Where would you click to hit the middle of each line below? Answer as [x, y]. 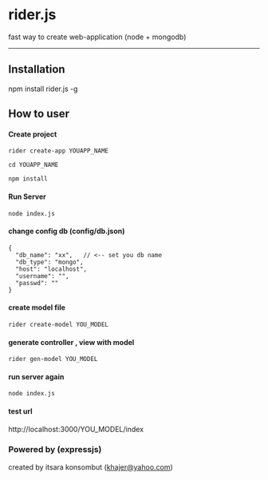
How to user [39, 114]
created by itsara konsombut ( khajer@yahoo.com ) [91, 467]
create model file [37, 307]
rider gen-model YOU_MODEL [53, 359]
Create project [33, 134]
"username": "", [42, 276]
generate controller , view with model [71, 342]
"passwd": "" [37, 283]
